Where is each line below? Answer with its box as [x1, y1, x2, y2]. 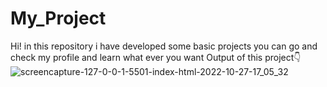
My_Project [10, 7, 107, 30]
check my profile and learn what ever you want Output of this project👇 [10, 51, 302, 63]
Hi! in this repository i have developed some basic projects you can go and [10, 40, 318, 52]
